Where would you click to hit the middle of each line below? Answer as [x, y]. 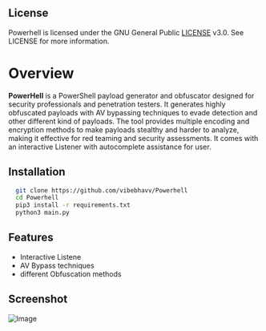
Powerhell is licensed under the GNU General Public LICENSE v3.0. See [126, 32]
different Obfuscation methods [71, 274]
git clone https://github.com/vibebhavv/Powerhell [102, 190]
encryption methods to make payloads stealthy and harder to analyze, [124, 129]
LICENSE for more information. [59, 41]
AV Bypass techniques [57, 265]
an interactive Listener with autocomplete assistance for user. [110, 147]
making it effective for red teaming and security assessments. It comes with [133, 138]
